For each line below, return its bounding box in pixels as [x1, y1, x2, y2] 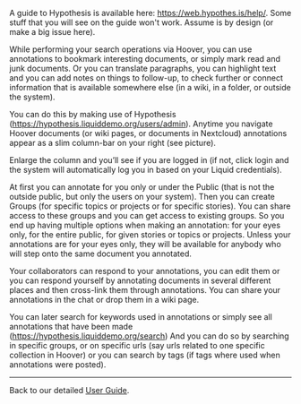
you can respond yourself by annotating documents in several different [9, 275, 271, 286]
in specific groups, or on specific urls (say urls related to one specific [9, 340, 266, 350]
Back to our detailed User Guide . [9, 385, 130, 395]
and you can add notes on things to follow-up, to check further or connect [9, 73, 284, 83]
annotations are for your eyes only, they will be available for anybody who [9, 239, 282, 249]
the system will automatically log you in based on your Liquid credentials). [9, 165, 282, 175]
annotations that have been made [9, 322, 133, 331]
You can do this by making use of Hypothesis [9, 109, 176, 119]
